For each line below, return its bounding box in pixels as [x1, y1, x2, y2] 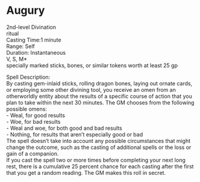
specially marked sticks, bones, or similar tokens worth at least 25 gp [6, 61, 178, 69]
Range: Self [6, 43, 35, 50]
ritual [6, 29, 19, 37]
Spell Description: [6, 73, 51, 80]
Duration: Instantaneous [6, 49, 66, 56]
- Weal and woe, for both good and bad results [6, 124, 122, 132]
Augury [6, 4, 45, 17]
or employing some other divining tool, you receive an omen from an [6, 86, 176, 93]
